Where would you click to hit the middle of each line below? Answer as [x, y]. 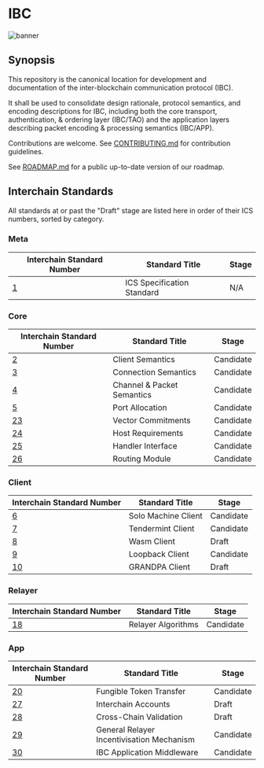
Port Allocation [140, 408]
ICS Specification [157, 282]
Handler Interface [145, 446]
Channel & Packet [145, 385]
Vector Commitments [152, 420]
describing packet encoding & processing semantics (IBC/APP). [111, 127]
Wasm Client [152, 541]
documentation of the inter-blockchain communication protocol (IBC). [121, 87]
